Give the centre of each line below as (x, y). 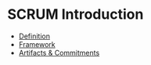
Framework (37, 44)
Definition (34, 36)
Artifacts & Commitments (59, 52)
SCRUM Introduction (75, 14)
